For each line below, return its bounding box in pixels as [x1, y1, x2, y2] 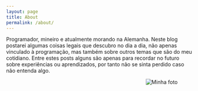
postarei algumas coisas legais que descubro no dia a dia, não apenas [6, 42, 177, 49]
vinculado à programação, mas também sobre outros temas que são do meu [6, 48, 192, 56]
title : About [6, 14, 38, 20]
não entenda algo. [6, 67, 50, 74]
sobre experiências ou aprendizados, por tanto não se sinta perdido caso [6, 61, 184, 68]
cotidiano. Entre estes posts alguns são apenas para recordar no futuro [6, 54, 180, 62]
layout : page [6, 8, 38, 15]
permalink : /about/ [6, 19, 54, 25]
